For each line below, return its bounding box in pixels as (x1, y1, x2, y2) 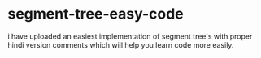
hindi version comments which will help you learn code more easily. (7, 39, 234, 49)
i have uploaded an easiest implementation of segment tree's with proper (7, 31, 253, 41)
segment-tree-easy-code (7, 5, 184, 23)
